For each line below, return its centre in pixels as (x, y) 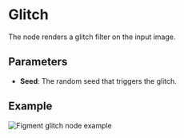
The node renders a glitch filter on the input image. (92, 37)
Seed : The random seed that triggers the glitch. (98, 81)
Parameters (38, 62)
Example (30, 106)
